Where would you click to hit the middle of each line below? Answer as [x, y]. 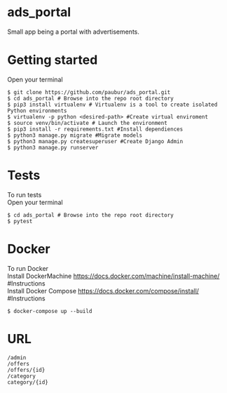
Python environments [37, 111]
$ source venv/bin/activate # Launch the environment [88, 123]
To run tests [25, 194]
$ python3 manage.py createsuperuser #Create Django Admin [95, 141]
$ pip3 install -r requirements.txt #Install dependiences [95, 129]
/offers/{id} [26, 370]
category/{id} [28, 382]
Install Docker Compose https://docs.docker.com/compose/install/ [103, 291]
